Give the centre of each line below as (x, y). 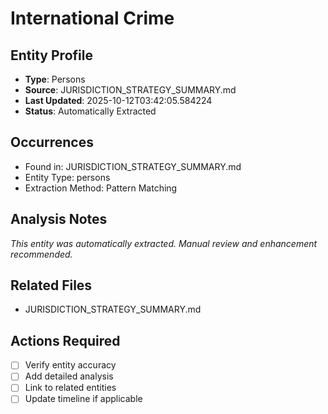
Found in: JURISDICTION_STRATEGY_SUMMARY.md (133, 166)
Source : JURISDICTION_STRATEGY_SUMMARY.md (130, 90)
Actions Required (65, 340)
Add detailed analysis (69, 376)
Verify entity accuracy (70, 365)
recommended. (41, 254)
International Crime (92, 18)
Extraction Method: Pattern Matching (101, 188)
